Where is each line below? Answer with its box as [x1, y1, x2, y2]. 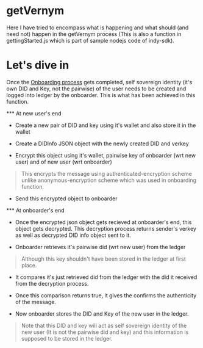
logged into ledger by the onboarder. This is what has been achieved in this [6, 91, 196, 98]
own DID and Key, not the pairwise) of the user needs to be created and [6, 85, 187, 92]
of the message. [15, 298, 57, 305]
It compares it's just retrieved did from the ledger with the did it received [15, 273, 198, 281]
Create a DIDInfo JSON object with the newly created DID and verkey [15, 140, 189, 147]
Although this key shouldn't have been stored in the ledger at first [21, 255, 186, 263]
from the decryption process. [15, 280, 89, 287]
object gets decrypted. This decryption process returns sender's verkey [15, 225, 197, 232]
